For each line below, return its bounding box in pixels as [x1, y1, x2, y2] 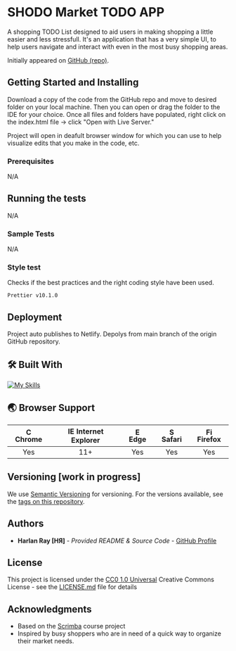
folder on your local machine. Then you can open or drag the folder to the [7, 103, 221, 111]
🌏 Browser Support [7, 402, 96, 414]
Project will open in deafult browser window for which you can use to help [7, 131, 222, 139]
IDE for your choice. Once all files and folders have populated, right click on [7, 110, 226, 118]
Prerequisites [7, 156, 54, 166]
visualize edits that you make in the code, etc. [7, 139, 140, 147]
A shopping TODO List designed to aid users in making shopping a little [7, 27, 214, 36]
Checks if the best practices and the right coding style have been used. [7, 279, 214, 287]
